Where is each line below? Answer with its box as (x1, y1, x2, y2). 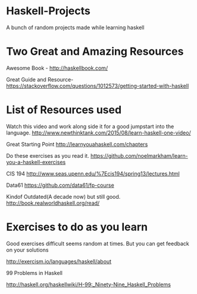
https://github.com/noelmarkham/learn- (90, 152, 189, 159)
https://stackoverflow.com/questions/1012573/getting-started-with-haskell (6, 82, 189, 89)
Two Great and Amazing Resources (6, 45, 184, 58)
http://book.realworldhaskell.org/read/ (6, 199, 100, 207)
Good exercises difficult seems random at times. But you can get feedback (6, 240, 189, 247)
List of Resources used (6, 103, 122, 117)
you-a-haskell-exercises (6, 158, 66, 165)
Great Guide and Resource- (6, 76, 74, 83)
